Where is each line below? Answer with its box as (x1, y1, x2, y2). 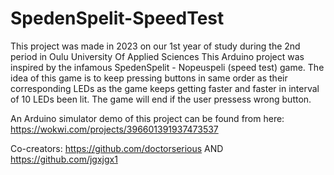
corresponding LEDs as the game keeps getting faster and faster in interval (10, 82, 320, 94)
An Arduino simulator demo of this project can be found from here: (10, 112, 285, 124)
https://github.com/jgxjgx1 (10, 153, 118, 165)
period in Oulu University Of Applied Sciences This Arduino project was (10, 50, 305, 62)
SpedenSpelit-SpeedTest (10, 7, 225, 30)
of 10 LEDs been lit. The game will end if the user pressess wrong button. (10, 93, 312, 105)
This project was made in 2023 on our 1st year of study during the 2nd (10, 40, 301, 52)
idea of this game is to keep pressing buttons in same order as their (10, 72, 288, 84)
